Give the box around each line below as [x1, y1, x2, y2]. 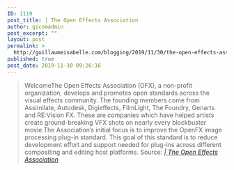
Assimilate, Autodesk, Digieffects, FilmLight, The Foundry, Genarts [24, 103, 215, 111]
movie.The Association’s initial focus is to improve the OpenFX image [24, 125, 223, 134]
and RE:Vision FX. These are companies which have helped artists [24, 111, 214, 119]
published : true [7, 56, 54, 63]
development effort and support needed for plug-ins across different [24, 140, 221, 148]
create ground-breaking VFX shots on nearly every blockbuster [24, 118, 207, 126]
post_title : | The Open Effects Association [7, 17, 139, 24]
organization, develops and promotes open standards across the [24, 88, 210, 97]
